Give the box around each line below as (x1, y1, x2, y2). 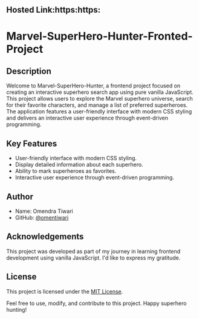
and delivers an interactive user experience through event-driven (6, 115, 168, 122)
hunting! (6, 306, 27, 313)
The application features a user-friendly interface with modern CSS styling (6, 108, 192, 115)
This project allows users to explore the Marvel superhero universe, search (6, 95, 193, 102)
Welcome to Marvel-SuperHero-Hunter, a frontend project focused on (6, 82, 180, 90)
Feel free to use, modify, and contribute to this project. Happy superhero (6, 300, 187, 307)
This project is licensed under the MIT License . (6, 287, 123, 295)
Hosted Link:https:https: (6, 5, 101, 15)
